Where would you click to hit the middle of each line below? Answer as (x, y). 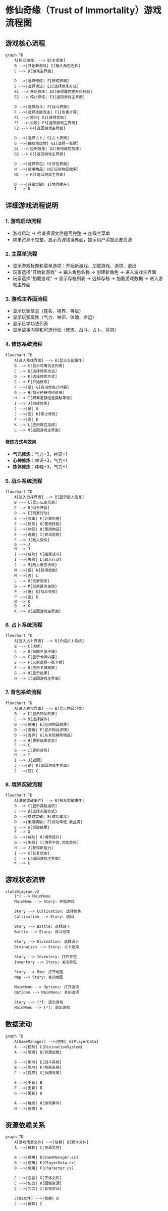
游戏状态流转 (25, 880)
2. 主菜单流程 (21, 254)
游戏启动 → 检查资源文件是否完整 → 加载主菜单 (61, 233)
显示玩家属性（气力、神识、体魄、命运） (54, 317)
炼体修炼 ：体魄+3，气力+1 (40, 466)
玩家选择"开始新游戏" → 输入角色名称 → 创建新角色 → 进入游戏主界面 (84, 272)
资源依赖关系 (25, 1125)
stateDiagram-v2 (22, 891)
